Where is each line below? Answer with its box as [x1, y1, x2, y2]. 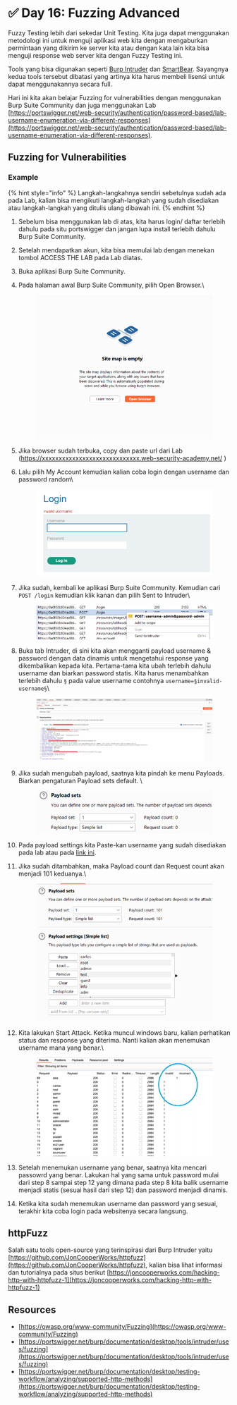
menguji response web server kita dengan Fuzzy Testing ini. [8, 51, 183, 59]
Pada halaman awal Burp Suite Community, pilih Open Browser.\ [18, 281, 205, 289]
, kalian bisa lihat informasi [145, 1260, 223, 1270]
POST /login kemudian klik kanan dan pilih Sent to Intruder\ [18, 591, 190, 600]
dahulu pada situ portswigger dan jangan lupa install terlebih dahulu [18, 224, 216, 233]
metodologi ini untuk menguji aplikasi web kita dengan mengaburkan [8, 36, 208, 44]
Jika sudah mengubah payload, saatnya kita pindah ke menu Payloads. [18, 768, 225, 777]
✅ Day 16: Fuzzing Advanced [8, 5, 181, 21]
